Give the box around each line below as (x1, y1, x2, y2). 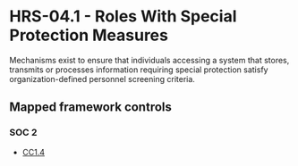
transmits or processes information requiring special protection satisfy (9, 64, 268, 75)
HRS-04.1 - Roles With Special (9, 6, 237, 27)
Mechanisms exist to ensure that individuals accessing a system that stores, (9, 54, 290, 65)
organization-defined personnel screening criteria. (9, 73, 195, 84)
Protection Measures (9, 25, 168, 46)
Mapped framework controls (9, 100, 173, 115)
